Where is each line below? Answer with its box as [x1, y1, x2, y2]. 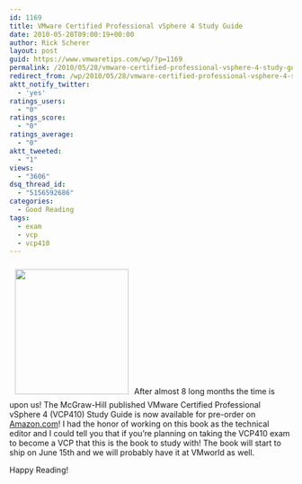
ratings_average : [9, 130, 75, 139]
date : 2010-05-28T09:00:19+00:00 [9, 30, 135, 39]
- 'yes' [17, 88, 47, 97]
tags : [9, 213, 30, 223]
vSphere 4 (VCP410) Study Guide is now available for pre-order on [9, 409, 256, 420]
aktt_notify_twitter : [9, 80, 91, 89]
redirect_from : [9, 72, 67, 81]
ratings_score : [9, 113, 67, 122]
